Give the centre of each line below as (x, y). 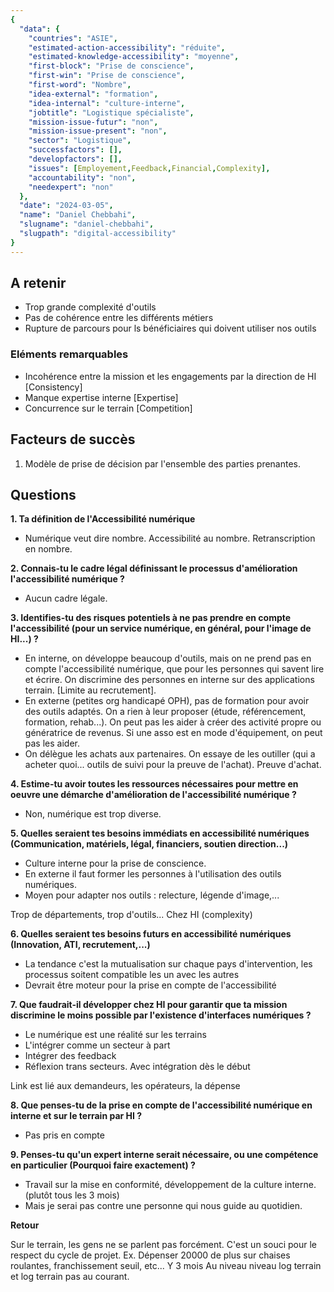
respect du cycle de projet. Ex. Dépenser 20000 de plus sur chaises (150, 1255)
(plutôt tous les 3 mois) (72, 1195)
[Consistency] (53, 387)
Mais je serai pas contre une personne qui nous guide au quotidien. (163, 1206)
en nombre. (48, 549)
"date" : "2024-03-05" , (66, 206)
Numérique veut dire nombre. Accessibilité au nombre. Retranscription (170, 538)
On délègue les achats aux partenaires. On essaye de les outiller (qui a (170, 754)
